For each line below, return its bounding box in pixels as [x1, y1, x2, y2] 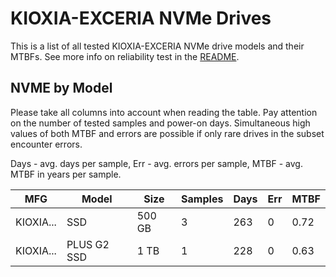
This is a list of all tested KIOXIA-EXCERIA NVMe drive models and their [10, 40, 305, 52]
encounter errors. [10, 138, 83, 150]
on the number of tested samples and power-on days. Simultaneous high [10, 117, 311, 129]
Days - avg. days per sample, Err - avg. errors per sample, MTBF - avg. [10, 157, 303, 169]
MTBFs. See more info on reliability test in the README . [10, 50, 240, 62]
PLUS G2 [66, 237, 110, 251]
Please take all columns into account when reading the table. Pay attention [10, 106, 318, 118]
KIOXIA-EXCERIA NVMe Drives [10, 7, 272, 30]
